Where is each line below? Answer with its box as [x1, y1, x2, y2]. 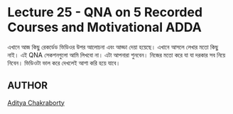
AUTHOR [7, 79, 48, 92]
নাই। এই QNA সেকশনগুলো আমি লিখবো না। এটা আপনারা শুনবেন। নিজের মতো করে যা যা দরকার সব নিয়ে [7, 50, 226, 59]
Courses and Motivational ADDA [7, 19, 202, 35]
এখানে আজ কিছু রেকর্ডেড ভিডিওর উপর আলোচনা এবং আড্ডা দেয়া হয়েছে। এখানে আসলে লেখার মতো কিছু [7, 42, 219, 51]
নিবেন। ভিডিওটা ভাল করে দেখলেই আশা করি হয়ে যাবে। [7, 58, 121, 67]
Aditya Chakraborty [7, 98, 65, 107]
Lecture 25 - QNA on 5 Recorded [7, 4, 203, 21]
